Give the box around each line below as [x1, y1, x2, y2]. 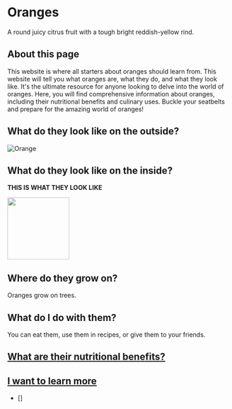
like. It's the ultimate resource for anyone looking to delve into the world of [7, 82, 224, 91]
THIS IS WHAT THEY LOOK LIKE [7, 184, 103, 192]
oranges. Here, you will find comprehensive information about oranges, [7, 89, 215, 98]
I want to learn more [7, 375, 97, 387]
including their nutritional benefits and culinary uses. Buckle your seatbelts [7, 97, 225, 106]
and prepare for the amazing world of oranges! [7, 104, 144, 113]
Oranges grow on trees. [7, 291, 76, 300]
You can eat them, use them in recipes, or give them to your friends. [7, 330, 206, 339]
